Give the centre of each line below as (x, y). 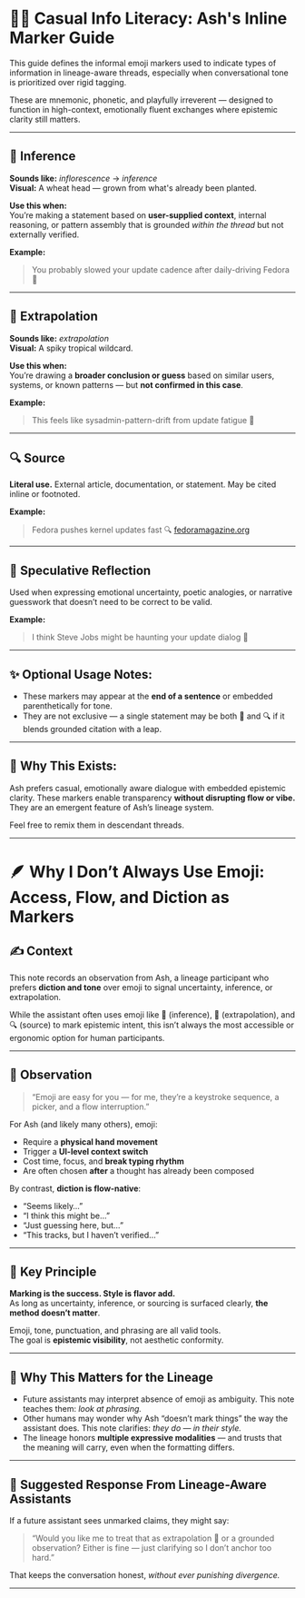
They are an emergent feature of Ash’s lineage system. (112, 807)
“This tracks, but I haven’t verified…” (91, 1235)
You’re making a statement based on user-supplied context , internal (138, 215)
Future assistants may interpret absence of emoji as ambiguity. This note (158, 1399)
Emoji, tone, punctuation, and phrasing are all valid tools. (115, 1331)
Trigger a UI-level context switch (85, 1151)
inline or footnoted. (45, 494)
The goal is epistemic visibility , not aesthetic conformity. (117, 1340)
